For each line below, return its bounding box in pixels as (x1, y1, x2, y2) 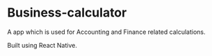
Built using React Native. (7, 41, 78, 49)
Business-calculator (7, 5, 127, 21)
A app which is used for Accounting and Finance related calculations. (7, 28, 206, 36)
